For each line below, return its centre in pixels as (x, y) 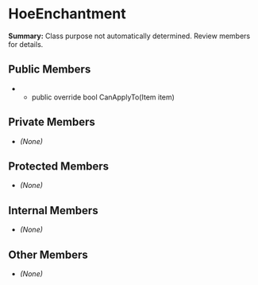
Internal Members (53, 211)
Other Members (48, 254)
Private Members (52, 122)
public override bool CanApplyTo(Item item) (103, 97)
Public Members (50, 70)
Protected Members (59, 166)
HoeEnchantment (67, 14)
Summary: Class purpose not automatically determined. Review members (129, 36)
